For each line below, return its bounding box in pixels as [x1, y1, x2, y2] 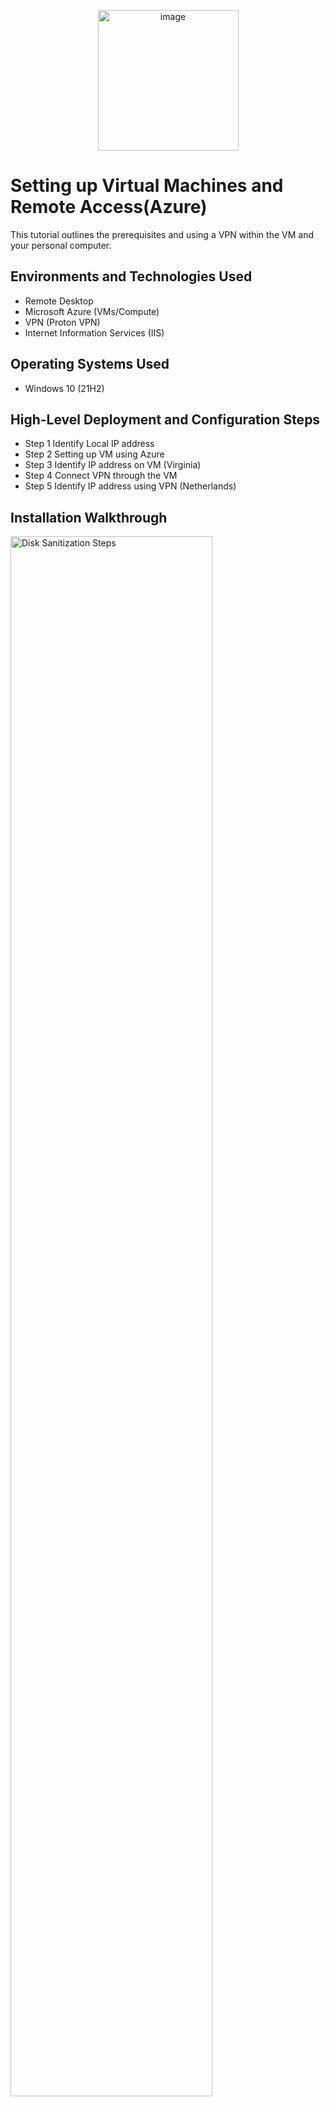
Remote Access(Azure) [10, 196, 208, 219]
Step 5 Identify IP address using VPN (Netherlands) [24, 480, 237, 492]
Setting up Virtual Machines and [10, 175, 284, 197]
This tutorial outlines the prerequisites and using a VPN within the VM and [10, 228, 314, 240]
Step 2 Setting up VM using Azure [24, 448, 165, 460]
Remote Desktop [24, 295, 94, 307]
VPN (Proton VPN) [24, 316, 101, 328]
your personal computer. [10, 239, 112, 251]
